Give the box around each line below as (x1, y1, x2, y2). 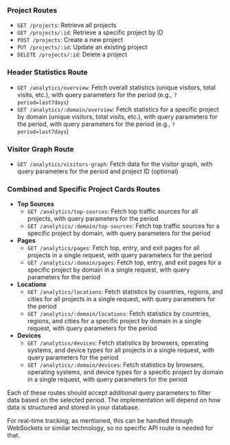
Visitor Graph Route (7, 144, 74, 153)
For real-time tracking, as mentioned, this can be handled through (7, 417, 194, 425)
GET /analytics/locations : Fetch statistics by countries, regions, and (27, 287, 223, 296)
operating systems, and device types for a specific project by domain (27, 368, 224, 376)
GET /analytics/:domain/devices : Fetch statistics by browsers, (27, 360, 205, 369)
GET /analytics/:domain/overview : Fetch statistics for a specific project (16, 105, 220, 113)
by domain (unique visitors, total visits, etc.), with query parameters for (16, 112, 218, 120)
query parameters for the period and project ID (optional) (16, 167, 179, 175)
